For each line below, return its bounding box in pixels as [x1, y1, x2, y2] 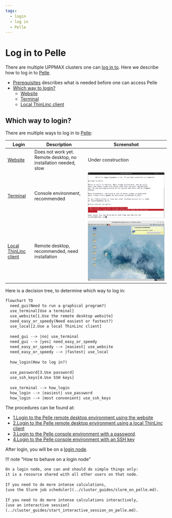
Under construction [88, 157, 129, 163]
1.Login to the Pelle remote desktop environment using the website [12, 414, 154, 421]
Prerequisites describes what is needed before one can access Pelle [12, 79, 158, 86]
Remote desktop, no [34, 154, 77, 160]
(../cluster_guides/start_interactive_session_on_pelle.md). [5, 508, 139, 513]
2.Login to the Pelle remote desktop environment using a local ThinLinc [12, 420, 163, 426]
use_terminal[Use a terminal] [10, 308, 74, 313]
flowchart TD [5, 298, 33, 303]
